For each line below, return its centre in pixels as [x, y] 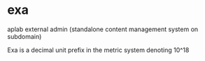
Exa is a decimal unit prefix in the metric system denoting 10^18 [98, 50]
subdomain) [24, 36]
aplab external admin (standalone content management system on [103, 29]
